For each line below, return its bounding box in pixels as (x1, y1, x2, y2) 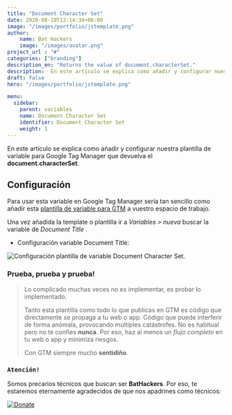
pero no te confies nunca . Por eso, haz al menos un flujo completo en (23, 327, 223, 336)
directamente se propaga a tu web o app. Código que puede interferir (23, 313, 222, 321)
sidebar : (13, 99, 39, 107)
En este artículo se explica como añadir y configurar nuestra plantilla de (7, 144, 211, 153)
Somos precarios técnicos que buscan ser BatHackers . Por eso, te (7, 379, 197, 387)
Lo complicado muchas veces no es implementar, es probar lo (23, 284, 202, 293)
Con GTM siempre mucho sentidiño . (23, 348, 129, 356)
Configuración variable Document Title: (17, 239, 130, 247)
